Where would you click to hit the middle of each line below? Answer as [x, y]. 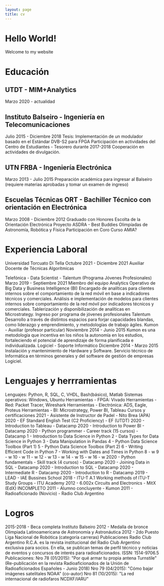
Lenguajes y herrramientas [61, 381]
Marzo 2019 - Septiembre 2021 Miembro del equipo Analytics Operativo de [80, 283]
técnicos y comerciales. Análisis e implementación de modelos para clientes [82, 298]
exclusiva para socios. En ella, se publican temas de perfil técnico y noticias [81, 547]
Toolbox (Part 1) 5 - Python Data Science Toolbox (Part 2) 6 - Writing [74, 446]
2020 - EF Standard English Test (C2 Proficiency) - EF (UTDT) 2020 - [75, 420]
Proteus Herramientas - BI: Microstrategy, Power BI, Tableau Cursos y [75, 410]
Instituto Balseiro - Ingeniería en [55, 117]
